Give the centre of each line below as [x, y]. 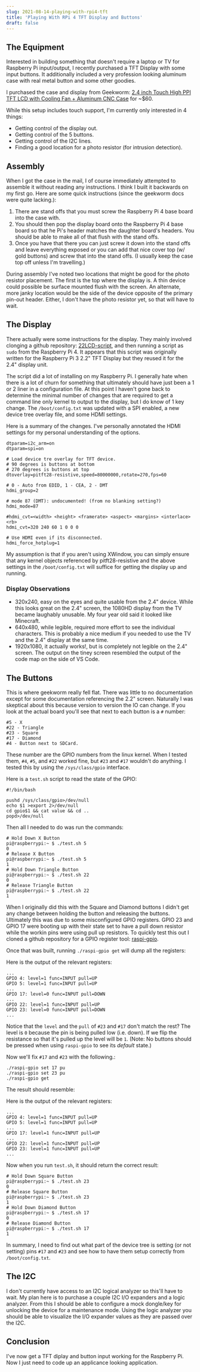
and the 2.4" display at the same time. [61, 640]
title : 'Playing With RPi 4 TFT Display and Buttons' [75, 17]
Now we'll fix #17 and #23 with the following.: [61, 1057]
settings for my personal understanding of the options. [73, 432]
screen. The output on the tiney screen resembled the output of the [98, 653]
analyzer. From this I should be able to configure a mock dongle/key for [94, 1304]
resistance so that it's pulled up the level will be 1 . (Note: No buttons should [99, 1039]
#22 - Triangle [25, 728]
